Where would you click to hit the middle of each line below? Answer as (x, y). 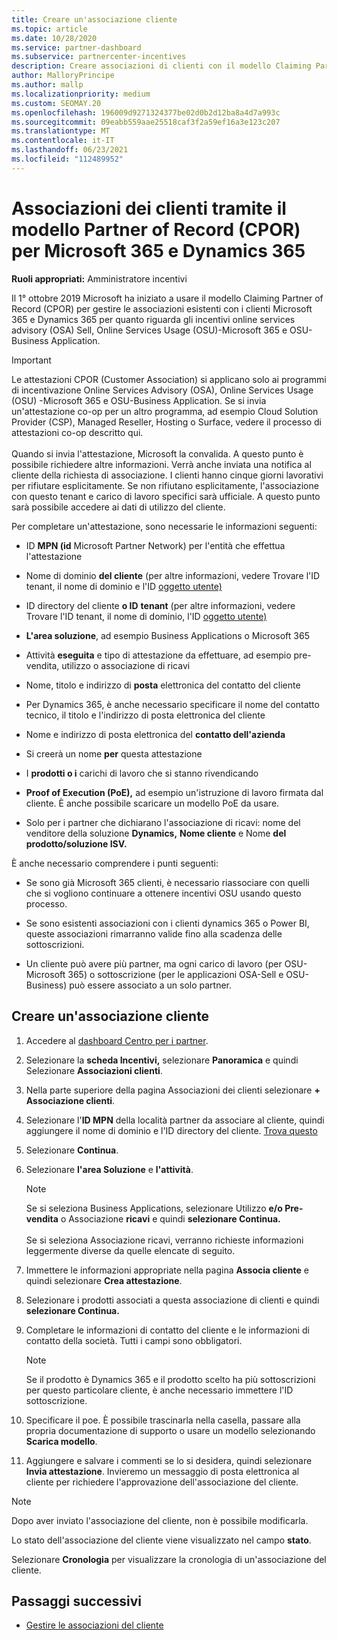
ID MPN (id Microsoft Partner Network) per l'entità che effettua (155, 545)
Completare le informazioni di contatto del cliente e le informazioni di (167, 1330)
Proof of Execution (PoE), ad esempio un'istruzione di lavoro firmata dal (174, 792)
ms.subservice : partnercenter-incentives (99, 57)
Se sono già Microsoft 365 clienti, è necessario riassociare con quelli (167, 882)
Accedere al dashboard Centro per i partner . (117, 1040)
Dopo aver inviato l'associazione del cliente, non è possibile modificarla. (160, 1520)
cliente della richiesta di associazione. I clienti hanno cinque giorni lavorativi (167, 475)
